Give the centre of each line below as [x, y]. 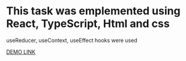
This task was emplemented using [94, 11]
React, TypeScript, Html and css [88, 24]
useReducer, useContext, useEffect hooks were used [72, 40]
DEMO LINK [21, 51]
